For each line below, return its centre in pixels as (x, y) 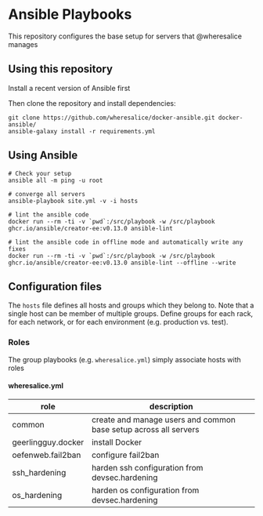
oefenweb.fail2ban (47, 455)
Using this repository (61, 69)
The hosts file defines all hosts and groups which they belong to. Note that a (131, 305)
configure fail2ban (125, 455)
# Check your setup (40, 173)
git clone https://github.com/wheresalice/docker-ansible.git (112, 118)
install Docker (117, 442)
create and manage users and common (164, 420)
